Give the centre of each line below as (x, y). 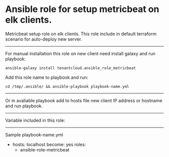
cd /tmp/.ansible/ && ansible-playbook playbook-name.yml (67, 86)
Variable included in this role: (35, 120)
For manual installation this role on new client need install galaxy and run (80, 53)
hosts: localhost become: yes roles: (49, 144)
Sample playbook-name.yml (34, 134)
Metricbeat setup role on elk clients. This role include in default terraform (81, 34)
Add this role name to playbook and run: (47, 77)
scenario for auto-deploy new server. (44, 39)
